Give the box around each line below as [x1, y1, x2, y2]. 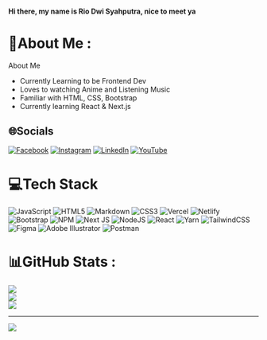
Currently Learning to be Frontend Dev [19, 76, 147, 85]
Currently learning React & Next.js [19, 101, 131, 111]
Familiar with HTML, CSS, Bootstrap [19, 92, 137, 103]
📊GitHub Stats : [8, 253, 117, 271]
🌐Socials [8, 124, 54, 138]
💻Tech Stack [8, 175, 99, 193]
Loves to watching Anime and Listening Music [19, 84, 171, 94]
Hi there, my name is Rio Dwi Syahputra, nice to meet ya [8, 6, 196, 16]
